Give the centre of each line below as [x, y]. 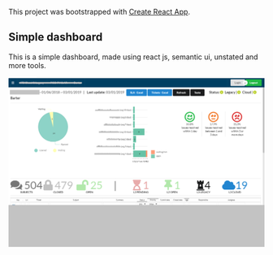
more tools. [27, 65]
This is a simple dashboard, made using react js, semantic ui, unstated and [133, 57]
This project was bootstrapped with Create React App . [100, 12]
